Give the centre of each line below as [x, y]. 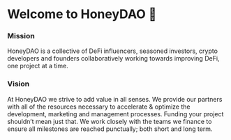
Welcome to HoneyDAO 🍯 [82, 14]
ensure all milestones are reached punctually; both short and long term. [110, 129]
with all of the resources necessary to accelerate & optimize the [99, 107]
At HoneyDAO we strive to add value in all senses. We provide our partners [115, 99]
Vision [18, 84]
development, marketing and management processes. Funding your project [115, 114]
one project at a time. [38, 66]
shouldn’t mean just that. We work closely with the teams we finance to [110, 121]
